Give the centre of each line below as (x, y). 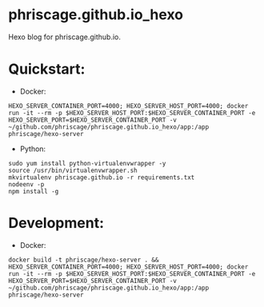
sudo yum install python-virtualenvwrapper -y (87, 163)
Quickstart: (47, 69)
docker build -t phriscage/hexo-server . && (84, 260)
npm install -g (34, 191)
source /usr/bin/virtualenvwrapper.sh (73, 170)
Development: (56, 223)
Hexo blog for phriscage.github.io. (65, 37)
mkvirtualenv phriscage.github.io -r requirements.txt (102, 177)
